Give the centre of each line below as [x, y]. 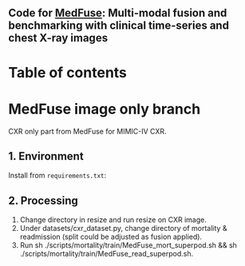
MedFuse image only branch [105, 109]
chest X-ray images [58, 38]
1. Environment [46, 156]
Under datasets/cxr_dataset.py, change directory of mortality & [123, 228]
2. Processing [43, 200]
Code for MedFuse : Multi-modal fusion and [118, 13]
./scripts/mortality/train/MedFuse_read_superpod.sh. [107, 254]
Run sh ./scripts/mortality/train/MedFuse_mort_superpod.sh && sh [128, 245]
